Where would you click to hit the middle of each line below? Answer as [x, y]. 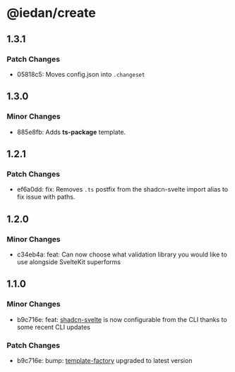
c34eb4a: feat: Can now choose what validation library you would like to [122, 254]
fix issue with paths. [46, 197]
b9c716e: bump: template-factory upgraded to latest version [104, 360]
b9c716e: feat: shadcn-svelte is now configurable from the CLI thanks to [122, 319]
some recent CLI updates [54, 327]
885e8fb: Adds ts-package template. [71, 132]
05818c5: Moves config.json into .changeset [81, 74]
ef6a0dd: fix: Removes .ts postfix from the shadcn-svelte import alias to [122, 190]
